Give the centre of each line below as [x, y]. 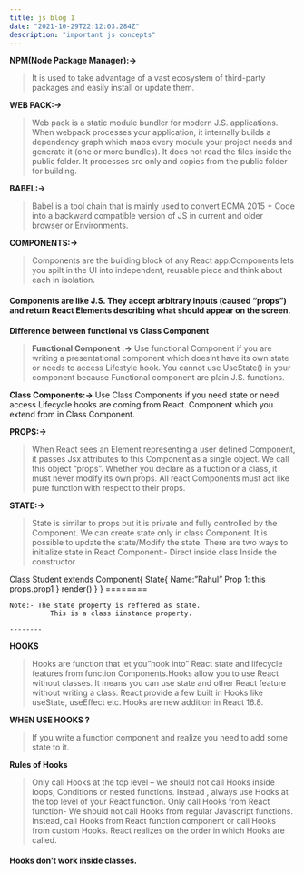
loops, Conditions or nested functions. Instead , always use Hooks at [160, 791]
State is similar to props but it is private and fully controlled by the [154, 523]
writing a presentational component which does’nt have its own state [160, 358]
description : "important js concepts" [83, 34]
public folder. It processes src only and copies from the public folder [159, 162]
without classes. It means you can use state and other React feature [159, 682]
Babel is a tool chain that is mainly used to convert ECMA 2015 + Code [163, 206]
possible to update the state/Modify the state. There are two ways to [160, 542]
